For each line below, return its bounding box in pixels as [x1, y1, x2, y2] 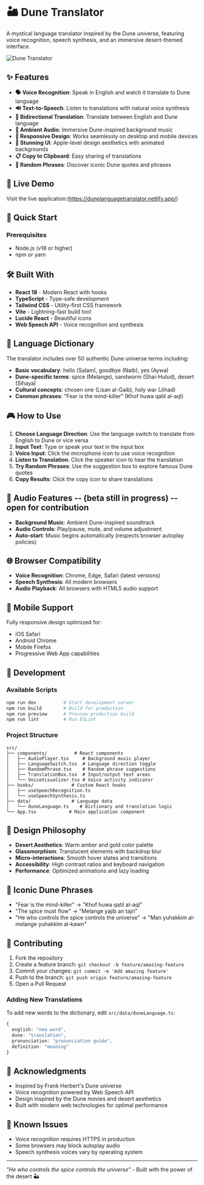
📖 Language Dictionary [6, 339, 95, 349]
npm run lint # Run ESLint [6, 717, 97, 723]
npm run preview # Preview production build [6, 711, 135, 717]
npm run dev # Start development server [6, 699, 135, 706]
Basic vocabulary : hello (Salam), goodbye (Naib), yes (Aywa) [15, 367, 169, 374]
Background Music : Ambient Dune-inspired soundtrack [15, 519, 155, 526]
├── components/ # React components [6, 750, 123, 756]
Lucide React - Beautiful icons [15, 315, 92, 322]
